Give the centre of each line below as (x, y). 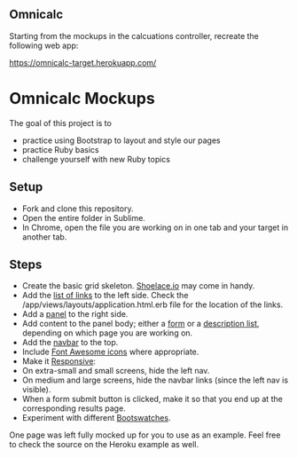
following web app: (44, 45)
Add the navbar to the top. (70, 343)
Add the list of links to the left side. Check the (105, 296)
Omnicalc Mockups (82, 99)
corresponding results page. (74, 408)
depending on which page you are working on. (107, 333)
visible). (36, 390)
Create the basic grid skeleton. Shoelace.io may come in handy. (138, 286)
